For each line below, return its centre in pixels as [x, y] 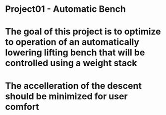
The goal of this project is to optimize [83, 32]
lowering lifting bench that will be [75, 53]
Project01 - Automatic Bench [66, 9]
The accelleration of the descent [74, 86]
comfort [22, 107]
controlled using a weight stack [71, 63]
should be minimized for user [66, 96]
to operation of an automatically [72, 42]
